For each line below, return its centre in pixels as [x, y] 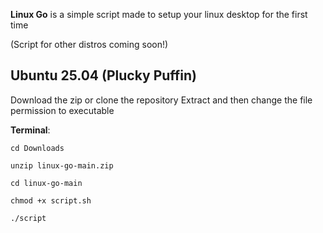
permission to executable [62, 110]
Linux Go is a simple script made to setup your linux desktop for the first [159, 14]
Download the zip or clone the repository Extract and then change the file [161, 100]
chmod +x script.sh [51, 200]
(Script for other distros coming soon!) [89, 44]
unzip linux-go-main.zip [62, 165]
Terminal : [30, 130]
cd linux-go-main [46, 183]
